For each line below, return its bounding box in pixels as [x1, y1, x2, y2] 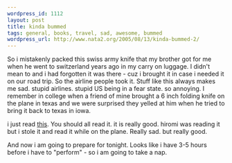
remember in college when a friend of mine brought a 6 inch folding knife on [7, 92, 225, 101]
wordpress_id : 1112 [7, 10, 64, 17]
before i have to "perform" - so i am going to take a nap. [7, 148, 168, 157]
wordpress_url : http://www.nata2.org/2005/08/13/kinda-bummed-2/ [7, 36, 199, 43]
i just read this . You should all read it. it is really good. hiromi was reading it [7, 120, 220, 128]
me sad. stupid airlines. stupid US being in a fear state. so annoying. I [7, 85, 205, 93]
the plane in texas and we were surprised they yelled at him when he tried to [7, 99, 225, 108]
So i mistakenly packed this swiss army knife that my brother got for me [7, 55, 212, 63]
